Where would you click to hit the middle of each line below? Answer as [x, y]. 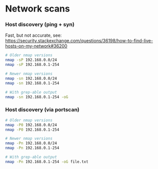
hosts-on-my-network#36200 [36, 46]
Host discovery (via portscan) [42, 110]
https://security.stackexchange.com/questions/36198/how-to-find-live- [79, 41]
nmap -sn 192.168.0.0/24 [31, 78]
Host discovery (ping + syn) [40, 25]
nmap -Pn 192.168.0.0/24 [31, 143]
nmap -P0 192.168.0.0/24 [31, 125]
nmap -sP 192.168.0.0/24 [31, 60]
